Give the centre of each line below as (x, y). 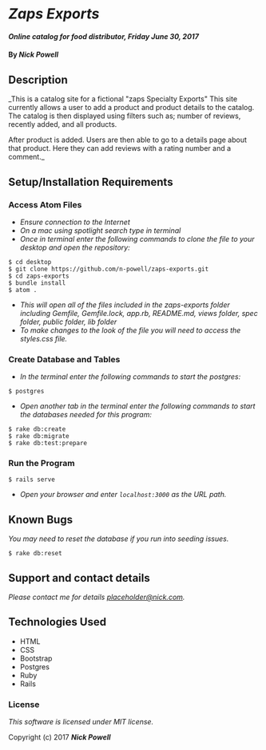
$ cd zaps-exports (39, 276)
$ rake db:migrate (39, 436)
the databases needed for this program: (85, 415)
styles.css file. (44, 338)
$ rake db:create (37, 429)
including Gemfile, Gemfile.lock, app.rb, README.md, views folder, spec (139, 313)
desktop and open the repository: (75, 247)
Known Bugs (41, 519)
